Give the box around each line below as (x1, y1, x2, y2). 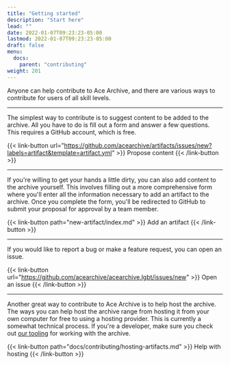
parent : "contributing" (19, 61, 88, 68)
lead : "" (7, 23, 32, 30)
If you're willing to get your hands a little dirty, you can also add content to (7, 176, 217, 184)
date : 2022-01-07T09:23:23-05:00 (7, 29, 103, 36)
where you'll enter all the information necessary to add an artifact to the (7, 190, 209, 198)
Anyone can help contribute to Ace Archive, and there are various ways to (7, 86, 216, 95)
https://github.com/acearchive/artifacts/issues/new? (64, 141, 212, 150)
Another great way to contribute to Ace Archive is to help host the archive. (7, 300, 217, 308)
